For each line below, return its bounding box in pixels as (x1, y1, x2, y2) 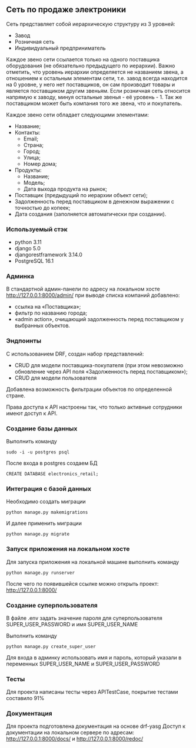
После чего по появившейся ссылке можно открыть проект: (6, 580, 159, 587)
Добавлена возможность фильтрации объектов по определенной (6, 386, 172, 393)
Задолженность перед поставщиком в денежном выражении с (14, 198, 175, 205)
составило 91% (6, 695, 45, 702)
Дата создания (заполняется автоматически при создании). (14, 210, 167, 217)
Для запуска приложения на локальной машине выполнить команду (6, 558, 180, 566)
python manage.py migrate (6, 531, 69, 537)
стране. (6, 392, 25, 399)
